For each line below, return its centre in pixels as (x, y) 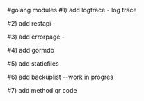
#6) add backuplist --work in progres (60, 77)
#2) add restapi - (31, 23)
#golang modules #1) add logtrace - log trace (72, 10)
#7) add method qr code (42, 90)
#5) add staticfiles (33, 64)
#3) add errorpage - (36, 37)
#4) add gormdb (31, 50)
